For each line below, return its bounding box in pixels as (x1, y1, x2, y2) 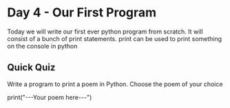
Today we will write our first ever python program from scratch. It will (7, 27, 203, 36)
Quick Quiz (7, 62, 56, 73)
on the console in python (7, 42, 78, 50)
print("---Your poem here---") (7, 93, 92, 101)
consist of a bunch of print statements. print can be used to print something (7, 34, 222, 42)
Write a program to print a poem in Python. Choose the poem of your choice (7, 80, 223, 88)
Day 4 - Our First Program (7, 5, 157, 21)
